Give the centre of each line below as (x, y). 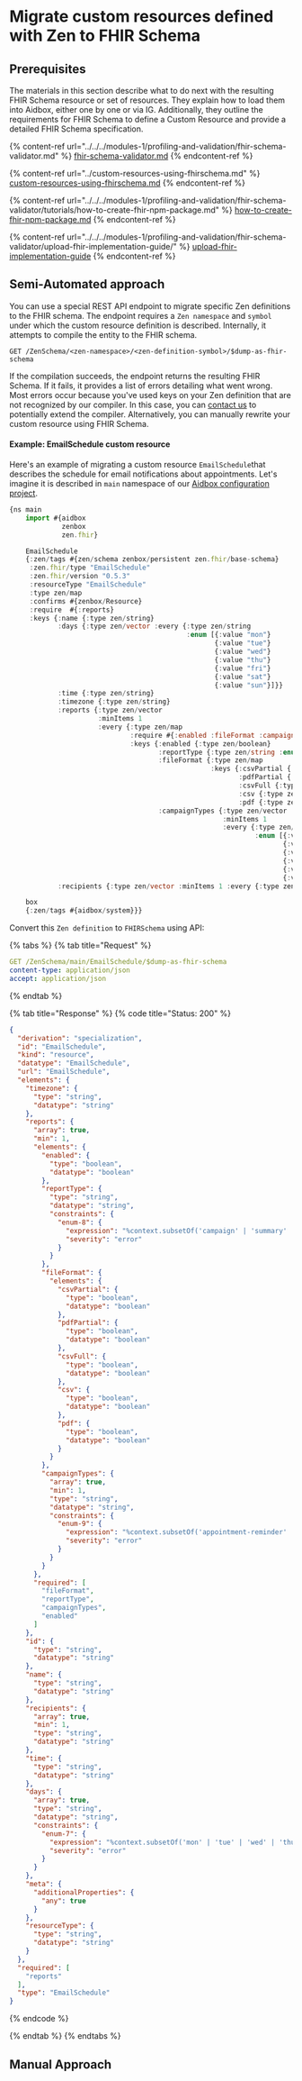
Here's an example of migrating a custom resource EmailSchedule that (138, 465)
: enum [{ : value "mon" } (229, 635)
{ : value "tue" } (243, 643)
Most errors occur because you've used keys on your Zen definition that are (151, 395)
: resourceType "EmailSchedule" (88, 585)
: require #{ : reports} (72, 610)
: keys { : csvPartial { (251, 769)
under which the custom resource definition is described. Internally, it (138, 325)
